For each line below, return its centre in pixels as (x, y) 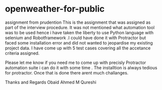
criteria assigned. (22, 53)
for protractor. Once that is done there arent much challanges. (67, 73)
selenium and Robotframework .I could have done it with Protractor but (75, 38)
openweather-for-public (55, 9)
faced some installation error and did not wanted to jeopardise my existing (79, 43)
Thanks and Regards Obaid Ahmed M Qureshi (51, 82)
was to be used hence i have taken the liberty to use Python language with (79, 32)
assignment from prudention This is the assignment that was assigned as (78, 22)
